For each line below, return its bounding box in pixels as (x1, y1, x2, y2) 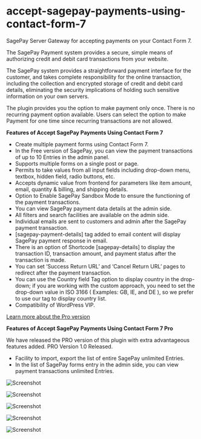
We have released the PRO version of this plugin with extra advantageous (6, 336, 189, 343)
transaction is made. (15, 256, 67, 264)
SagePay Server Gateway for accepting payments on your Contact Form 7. (6, 37, 192, 44)
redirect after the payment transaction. (15, 269, 112, 276)
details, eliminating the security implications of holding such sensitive (6, 86, 180, 93)
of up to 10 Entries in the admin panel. (15, 153, 110, 161)
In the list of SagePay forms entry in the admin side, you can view (15, 361, 179, 368)
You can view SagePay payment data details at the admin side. (15, 204, 172, 212)
